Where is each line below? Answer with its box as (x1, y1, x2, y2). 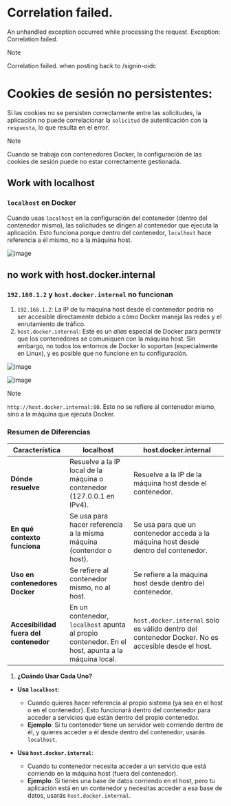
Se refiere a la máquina (133, 570, 208, 579)
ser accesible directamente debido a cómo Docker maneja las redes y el (16, 312, 222, 321)
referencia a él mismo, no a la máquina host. (7, 236, 133, 244)
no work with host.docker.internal (7, 269, 156, 281)
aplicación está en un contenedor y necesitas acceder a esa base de (27, 784, 223, 792)
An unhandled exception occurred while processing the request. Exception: (7, 28, 221, 36)
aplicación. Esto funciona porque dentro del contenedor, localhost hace (7, 228, 212, 236)
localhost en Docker (7, 198, 77, 208)
